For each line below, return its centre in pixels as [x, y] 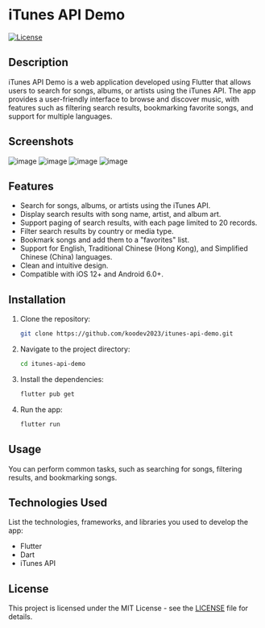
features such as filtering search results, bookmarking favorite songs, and [131, 107]
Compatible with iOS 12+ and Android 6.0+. [91, 274]
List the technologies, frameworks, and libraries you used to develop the [128, 522]
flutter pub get [47, 394]
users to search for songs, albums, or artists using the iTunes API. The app [132, 90]
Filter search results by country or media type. [97, 231]
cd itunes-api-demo [53, 364]
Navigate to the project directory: [75, 349]
